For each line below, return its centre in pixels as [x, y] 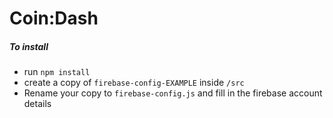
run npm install [57, 72]
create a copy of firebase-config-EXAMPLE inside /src [134, 83]
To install [29, 46]
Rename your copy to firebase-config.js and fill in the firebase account [173, 93]
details [37, 104]
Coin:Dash [54, 18]
